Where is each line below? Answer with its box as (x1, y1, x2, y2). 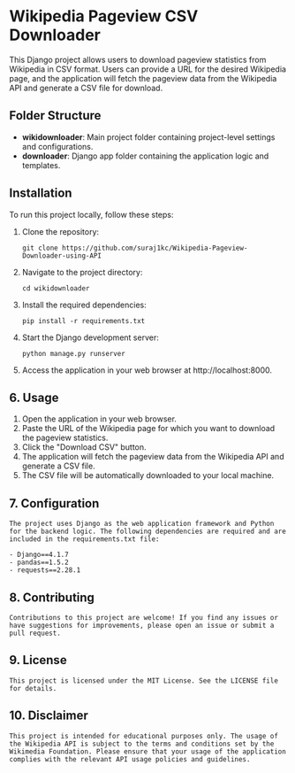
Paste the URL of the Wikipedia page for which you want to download (21, 423, 276, 434)
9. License (9, 653, 68, 668)
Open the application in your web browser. (21, 414, 177, 424)
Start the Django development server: (21, 332, 159, 343)
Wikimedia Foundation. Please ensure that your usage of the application (9, 746, 287, 756)
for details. (9, 684, 57, 692)
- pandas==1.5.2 (9, 558, 69, 568)
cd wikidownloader (21, 283, 90, 293)
